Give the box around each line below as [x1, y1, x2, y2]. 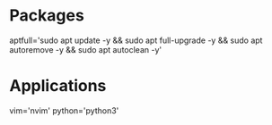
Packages [9, 5, 85, 26]
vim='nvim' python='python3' [9, 104, 119, 116]
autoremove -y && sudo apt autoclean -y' [9, 44, 162, 54]
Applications [9, 76, 107, 96]
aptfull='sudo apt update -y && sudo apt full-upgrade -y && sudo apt [9, 35, 263, 46]
